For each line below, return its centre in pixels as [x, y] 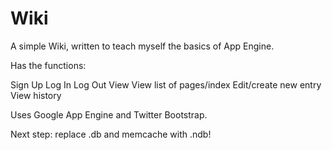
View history [36, 95]
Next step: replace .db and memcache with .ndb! [111, 134]
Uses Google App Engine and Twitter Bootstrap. [109, 114]
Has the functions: [48, 65]
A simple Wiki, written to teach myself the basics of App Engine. [142, 46]
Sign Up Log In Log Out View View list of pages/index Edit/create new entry [166, 84]
